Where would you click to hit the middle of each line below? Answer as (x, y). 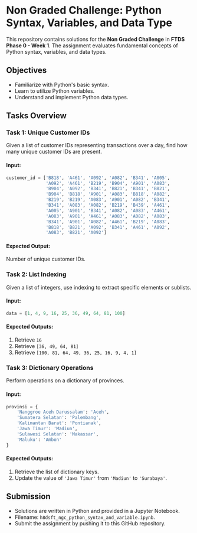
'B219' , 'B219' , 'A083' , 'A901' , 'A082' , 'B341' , (108, 200)
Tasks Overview (36, 116)
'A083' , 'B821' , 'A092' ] (76, 233)
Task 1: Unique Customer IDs (48, 132)
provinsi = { (22, 407)
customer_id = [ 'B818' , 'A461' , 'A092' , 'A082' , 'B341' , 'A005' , (88, 178)
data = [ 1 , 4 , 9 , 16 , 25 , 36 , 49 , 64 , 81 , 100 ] (66, 313)
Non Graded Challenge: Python (84, 10)
